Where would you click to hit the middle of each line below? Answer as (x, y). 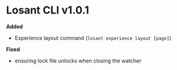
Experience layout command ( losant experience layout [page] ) (93, 38)
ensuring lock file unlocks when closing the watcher (78, 61)
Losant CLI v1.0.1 (48, 10)
